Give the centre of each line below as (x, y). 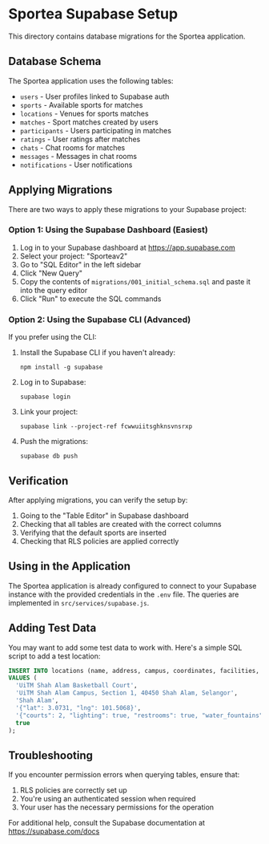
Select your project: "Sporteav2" (74, 256)
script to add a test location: (54, 656)
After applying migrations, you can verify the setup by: (98, 499)
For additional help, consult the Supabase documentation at (107, 823)
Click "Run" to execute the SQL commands (90, 299)
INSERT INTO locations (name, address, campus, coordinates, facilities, (134, 671)
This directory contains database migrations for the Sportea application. (127, 36)
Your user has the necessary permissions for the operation (117, 807)
